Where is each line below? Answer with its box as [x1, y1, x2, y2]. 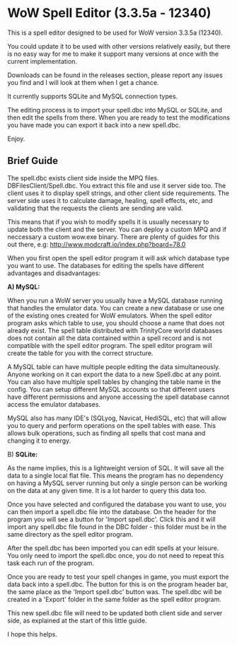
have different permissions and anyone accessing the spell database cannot [7, 393, 230, 401]
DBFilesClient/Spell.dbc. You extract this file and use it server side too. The [7, 181, 226, 190]
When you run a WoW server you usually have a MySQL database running [7, 296, 223, 305]
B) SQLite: [7, 450, 37, 458]
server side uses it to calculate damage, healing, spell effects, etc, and [7, 196, 213, 204]
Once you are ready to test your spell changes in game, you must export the [7, 572, 229, 581]
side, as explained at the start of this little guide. [7, 616, 147, 624]
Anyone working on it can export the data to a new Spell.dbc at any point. [7, 370, 221, 378]
